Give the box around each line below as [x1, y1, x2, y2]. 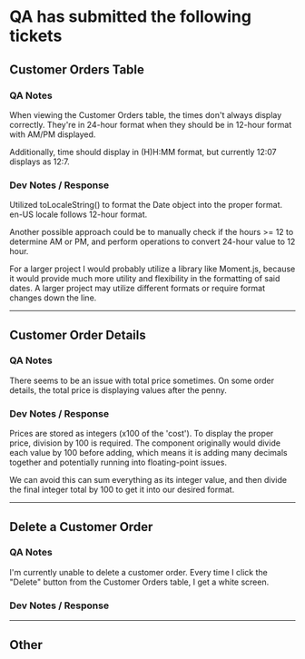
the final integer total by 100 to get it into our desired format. [9, 484, 235, 496]
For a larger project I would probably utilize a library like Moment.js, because [9, 263, 296, 274]
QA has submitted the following [9, 6, 252, 27]
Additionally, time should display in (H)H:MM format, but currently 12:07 [9, 146, 277, 157]
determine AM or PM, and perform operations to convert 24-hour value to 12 [9, 236, 296, 247]
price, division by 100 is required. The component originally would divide [9, 438, 281, 448]
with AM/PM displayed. [9, 129, 96, 140]
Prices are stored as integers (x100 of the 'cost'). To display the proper [9, 428, 274, 439]
